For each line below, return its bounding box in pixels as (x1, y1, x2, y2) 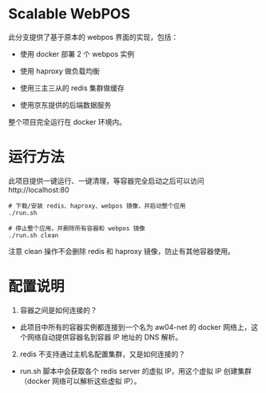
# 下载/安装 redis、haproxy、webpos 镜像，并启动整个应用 (8, 201, 186, 210)
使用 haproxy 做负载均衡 (19, 65, 101, 76)
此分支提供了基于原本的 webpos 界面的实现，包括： (8, 32, 179, 42)
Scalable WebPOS (8, 5, 130, 23)
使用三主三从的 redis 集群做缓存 (19, 83, 125, 93)
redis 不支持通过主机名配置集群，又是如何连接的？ (19, 349, 186, 359)
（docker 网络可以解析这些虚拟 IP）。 (19, 376, 141, 386)
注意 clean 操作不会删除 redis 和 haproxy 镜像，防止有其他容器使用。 (8, 246, 236, 256)
